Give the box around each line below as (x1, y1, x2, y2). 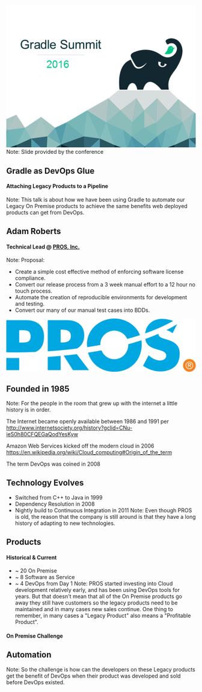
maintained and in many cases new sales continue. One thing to (14, 606, 173, 613)
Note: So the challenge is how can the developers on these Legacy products (6, 665, 195, 673)
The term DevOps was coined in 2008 (6, 460, 101, 468)
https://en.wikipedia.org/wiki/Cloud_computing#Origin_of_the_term (6, 449, 173, 456)
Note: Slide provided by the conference (6, 148, 104, 156)
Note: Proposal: (6, 256, 45, 264)
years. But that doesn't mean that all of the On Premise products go (14, 593, 182, 600)
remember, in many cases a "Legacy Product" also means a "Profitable (14, 612, 191, 620)
